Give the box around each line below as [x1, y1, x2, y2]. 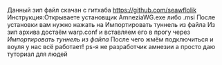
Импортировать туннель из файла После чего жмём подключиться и [7, 35, 214, 44]
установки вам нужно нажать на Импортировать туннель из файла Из [7, 21, 216, 28]
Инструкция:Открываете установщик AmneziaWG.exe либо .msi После [7, 13, 216, 21]
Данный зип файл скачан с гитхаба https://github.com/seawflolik [7, 6, 197, 14]
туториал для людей [7, 50, 68, 58]
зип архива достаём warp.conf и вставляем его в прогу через [7, 28, 190, 36]
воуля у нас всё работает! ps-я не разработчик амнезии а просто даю [7, 43, 216, 50]
